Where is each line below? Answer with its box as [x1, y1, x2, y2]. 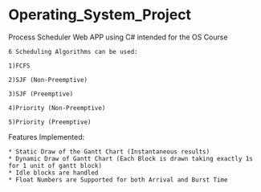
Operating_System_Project [8, 6, 191, 24]
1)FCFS [8, 62, 31, 70]
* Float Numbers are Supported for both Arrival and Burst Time [8, 175, 228, 184]
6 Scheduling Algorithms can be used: [8, 47, 138, 55]
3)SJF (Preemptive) [8, 90, 74, 98]
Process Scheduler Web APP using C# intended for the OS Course [8, 32, 228, 42]
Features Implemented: [8, 132, 85, 141]
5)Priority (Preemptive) [8, 118, 92, 126]
